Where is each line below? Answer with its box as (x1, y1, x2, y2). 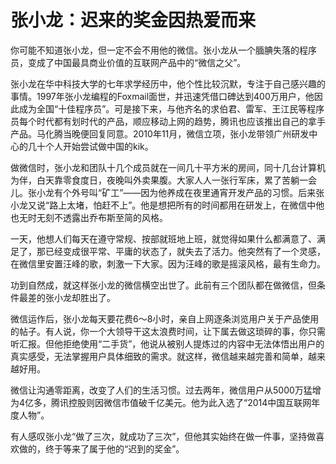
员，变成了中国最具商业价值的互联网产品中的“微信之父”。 (10, 56, 247, 68)
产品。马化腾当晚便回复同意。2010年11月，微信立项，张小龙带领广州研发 (10, 127, 310, 140)
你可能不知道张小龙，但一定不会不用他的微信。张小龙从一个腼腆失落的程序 (10, 44, 317, 56)
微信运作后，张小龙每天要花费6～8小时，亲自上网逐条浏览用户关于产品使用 (10, 312, 320, 325)
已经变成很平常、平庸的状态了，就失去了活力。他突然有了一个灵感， (44, 245, 326, 257)
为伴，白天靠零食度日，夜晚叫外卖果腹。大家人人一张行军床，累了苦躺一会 (10, 174, 317, 186)
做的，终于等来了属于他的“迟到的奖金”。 (18, 442, 185, 455)
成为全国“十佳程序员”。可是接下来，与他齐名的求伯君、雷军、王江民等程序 (18, 102, 325, 115)
